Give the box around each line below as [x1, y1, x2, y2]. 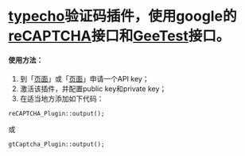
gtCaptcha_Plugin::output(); [8, 140, 105, 149]
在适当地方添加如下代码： [19, 94, 104, 104]
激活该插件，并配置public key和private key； [19, 84, 167, 93]
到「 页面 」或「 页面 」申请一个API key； [19, 74, 150, 84]
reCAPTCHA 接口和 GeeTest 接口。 [8, 27, 231, 45]
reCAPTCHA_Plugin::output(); [8, 110, 105, 118]
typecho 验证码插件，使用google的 [8, 7, 237, 25]
